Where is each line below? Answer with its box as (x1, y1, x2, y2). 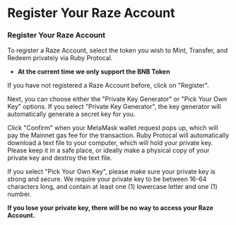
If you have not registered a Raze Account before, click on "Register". (7, 81, 210, 90)
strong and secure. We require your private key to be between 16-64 (7, 175, 207, 183)
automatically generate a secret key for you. (7, 110, 136, 118)
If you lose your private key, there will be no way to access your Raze (7, 204, 213, 212)
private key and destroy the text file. (7, 154, 112, 162)
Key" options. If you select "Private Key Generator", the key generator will (7, 103, 221, 111)
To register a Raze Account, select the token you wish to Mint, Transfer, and (7, 46, 228, 54)
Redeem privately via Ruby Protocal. (7, 54, 113, 62)
